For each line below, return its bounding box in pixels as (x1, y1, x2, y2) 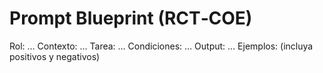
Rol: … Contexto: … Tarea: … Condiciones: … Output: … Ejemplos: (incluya (9, 40, 314, 52)
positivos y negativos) (9, 50, 101, 62)
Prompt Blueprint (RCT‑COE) (9, 7, 253, 30)
